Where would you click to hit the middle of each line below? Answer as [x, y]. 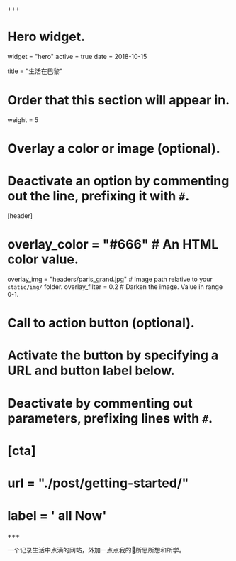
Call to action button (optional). [101, 323]
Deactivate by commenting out [100, 403]
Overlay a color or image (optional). [114, 149]
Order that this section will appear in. [119, 100]
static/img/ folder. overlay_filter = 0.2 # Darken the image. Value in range [115, 287]
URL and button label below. [91, 371]
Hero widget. [46, 37]
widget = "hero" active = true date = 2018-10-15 [77, 56]
